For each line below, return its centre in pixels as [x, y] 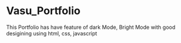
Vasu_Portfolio [43, 11]
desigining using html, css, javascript [52, 33]
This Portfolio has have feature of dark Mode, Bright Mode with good [91, 27]
